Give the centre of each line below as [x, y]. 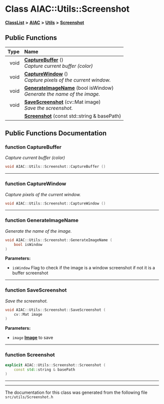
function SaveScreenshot [36, 290]
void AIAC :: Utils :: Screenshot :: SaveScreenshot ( [55, 310]
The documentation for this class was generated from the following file [76, 393]
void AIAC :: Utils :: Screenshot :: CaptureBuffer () [55, 167]
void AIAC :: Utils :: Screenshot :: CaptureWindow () [55, 203]
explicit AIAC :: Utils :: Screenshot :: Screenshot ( [55, 365]
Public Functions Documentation [56, 133]
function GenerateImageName [42, 221]
